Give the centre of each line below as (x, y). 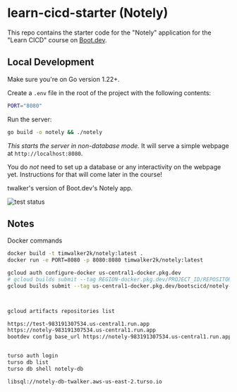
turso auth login (33, 356)
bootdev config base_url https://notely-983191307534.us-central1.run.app (120, 337)
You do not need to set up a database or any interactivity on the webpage (114, 166)
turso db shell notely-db (45, 369)
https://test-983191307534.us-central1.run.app (79, 324)
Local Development (51, 62)
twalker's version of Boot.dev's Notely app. (70, 188)
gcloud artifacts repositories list (61, 311)
